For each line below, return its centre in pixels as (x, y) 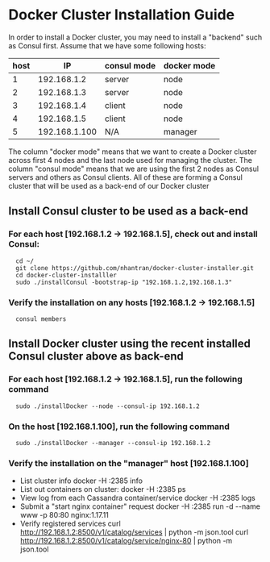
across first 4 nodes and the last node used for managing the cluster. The (130, 160)
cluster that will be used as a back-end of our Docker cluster (109, 185)
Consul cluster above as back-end (96, 356)
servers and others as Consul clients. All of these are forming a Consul (126, 177)
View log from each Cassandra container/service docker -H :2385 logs (137, 498)
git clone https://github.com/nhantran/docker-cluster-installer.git (135, 268)
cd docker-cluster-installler (66, 275)
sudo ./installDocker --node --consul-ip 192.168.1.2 (108, 406)
